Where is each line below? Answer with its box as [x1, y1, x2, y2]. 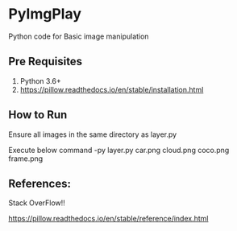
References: [8, 176, 71, 190]
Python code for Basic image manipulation [8, 31, 149, 41]
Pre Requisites [8, 55, 83, 68]
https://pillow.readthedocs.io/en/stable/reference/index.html [8, 214, 209, 224]
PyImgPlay [8, 5, 82, 23]
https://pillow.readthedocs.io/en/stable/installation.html [19, 85, 204, 94]
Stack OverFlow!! [8, 198, 66, 208]
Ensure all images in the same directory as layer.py [8, 130, 177, 139]
